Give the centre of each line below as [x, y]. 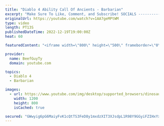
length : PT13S [20, 28]
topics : [13, 72]
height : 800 [26, 103]
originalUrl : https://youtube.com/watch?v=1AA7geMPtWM [62, 18]
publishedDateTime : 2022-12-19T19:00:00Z [48, 32]
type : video [17, 23]
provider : [15, 54]
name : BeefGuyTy [26, 59]
